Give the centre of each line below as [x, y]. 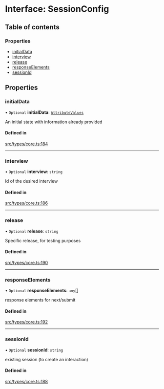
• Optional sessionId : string [34, 350]
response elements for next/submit [40, 300]
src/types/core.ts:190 [27, 262]
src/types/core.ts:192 [26, 322]
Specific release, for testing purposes [43, 240]
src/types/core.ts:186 [26, 203]
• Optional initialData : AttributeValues [44, 112]
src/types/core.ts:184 [27, 144]
